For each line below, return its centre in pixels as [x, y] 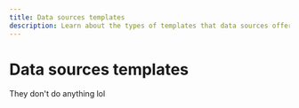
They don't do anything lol [57, 94]
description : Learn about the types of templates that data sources [139, 26]
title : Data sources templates [67, 17]
